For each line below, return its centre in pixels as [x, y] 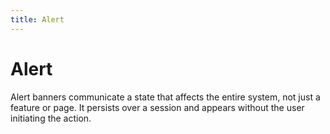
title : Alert [37, 19]
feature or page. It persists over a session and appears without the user [157, 107]
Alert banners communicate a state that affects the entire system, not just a [165, 97]
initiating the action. [51, 118]
